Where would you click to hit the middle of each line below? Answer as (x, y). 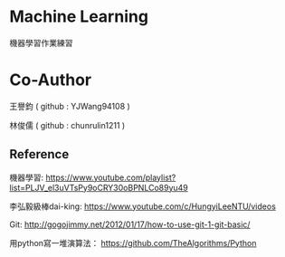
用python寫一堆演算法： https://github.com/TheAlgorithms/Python (133, 243)
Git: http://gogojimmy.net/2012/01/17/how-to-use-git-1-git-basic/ (130, 224)
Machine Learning (79, 17)
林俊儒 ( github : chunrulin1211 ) (67, 125)
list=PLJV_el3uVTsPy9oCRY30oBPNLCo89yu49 (99, 187)
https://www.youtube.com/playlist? (110, 177)
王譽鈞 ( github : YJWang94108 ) (70, 106)
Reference (39, 154)
